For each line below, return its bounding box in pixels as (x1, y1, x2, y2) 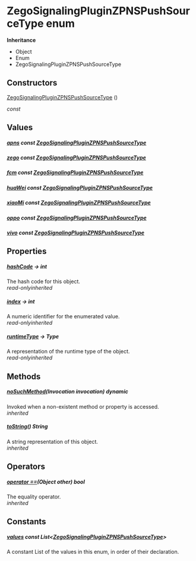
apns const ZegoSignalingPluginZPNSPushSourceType (7, 139, 147, 146)
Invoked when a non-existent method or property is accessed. (7, 403, 159, 410)
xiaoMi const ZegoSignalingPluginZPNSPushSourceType (7, 199, 151, 206)
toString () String (7, 423, 48, 430)
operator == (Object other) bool (7, 478, 85, 485)
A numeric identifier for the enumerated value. (7, 313, 120, 320)
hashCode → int (7, 263, 47, 270)
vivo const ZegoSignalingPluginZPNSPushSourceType (7, 229, 145, 236)
